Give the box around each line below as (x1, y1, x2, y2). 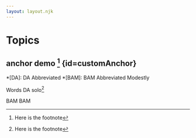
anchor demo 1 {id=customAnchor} (6, 56, 137, 69)
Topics (6, 33, 40, 47)
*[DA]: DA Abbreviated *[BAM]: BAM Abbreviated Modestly (6, 74, 150, 81)
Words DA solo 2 (6, 85, 45, 93)
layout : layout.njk (6, 8, 54, 15)
